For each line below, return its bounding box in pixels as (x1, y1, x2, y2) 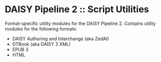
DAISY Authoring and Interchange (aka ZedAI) (12, 36, 109, 42)
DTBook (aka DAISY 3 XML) (12, 41, 71, 47)
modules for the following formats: (5, 25, 78, 32)
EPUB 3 (12, 46, 29, 52)
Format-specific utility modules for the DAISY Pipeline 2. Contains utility (5, 20, 156, 26)
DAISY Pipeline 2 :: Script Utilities (5, 4, 149, 15)
